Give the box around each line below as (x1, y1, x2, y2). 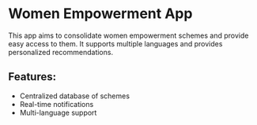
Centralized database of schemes (19, 91, 130, 101)
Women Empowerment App (8, 5, 193, 23)
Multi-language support (19, 108, 97, 117)
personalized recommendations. (8, 47, 113, 57)
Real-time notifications (19, 99, 94, 108)
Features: (8, 70, 57, 83)
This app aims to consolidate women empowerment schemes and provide (8, 31, 249, 40)
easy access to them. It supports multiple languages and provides (8, 39, 223, 48)
